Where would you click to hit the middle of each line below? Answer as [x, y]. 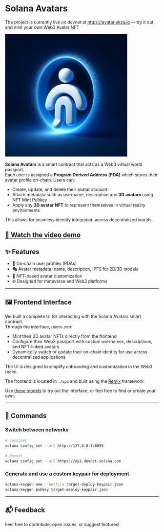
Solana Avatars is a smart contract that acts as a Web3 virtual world [74, 164]
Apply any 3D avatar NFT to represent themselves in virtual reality [79, 205]
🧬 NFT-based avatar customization [47, 276]
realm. [11, 371]
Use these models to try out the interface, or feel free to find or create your [81, 391]
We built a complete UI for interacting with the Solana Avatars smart [73, 316]
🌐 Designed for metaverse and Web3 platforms [60, 281]
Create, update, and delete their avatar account [60, 189]
